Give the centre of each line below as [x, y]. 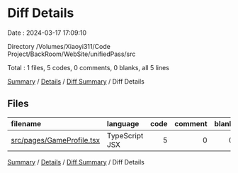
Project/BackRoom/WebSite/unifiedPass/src [72, 54]
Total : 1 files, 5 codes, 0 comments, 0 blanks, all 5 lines [89, 67]
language [123, 123]
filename [26, 123]
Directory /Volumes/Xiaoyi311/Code [59, 46]
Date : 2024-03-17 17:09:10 [47, 33]
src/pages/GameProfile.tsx [56, 140]
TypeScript [125, 135]
